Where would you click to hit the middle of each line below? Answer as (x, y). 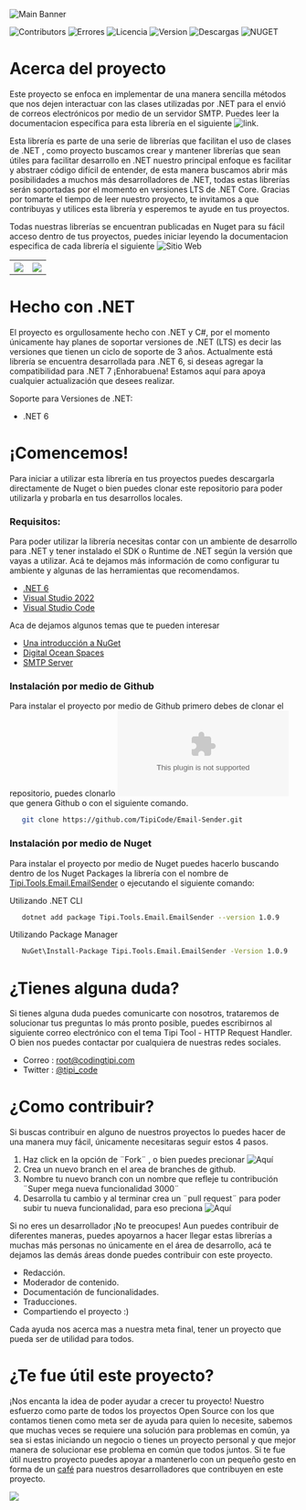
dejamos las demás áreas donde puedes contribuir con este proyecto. (141, 1255)
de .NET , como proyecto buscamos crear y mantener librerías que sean (145, 150)
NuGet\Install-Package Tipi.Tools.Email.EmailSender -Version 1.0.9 (154, 952)
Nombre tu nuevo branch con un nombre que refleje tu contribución (150, 1179)
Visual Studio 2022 (58, 598)
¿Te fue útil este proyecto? (112, 1376)
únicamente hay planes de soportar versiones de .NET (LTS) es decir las (145, 342)
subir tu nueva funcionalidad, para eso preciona (113, 1208)
